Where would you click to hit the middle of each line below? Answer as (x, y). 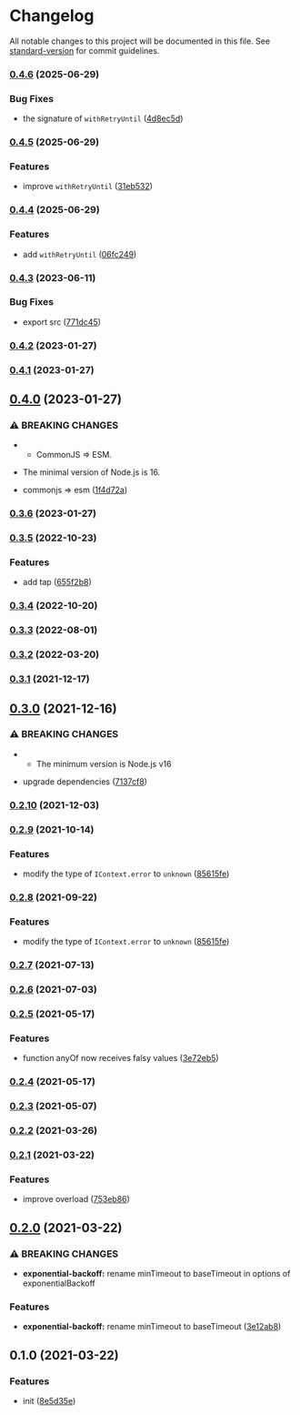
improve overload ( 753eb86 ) (76, 1199)
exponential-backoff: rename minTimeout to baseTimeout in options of (156, 1273)
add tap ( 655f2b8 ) (57, 582)
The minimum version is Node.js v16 (104, 763)
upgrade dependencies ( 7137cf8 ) (85, 781)
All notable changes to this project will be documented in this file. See (140, 41)
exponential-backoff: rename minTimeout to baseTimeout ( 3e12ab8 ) (152, 1327)
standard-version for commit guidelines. (85, 50)
